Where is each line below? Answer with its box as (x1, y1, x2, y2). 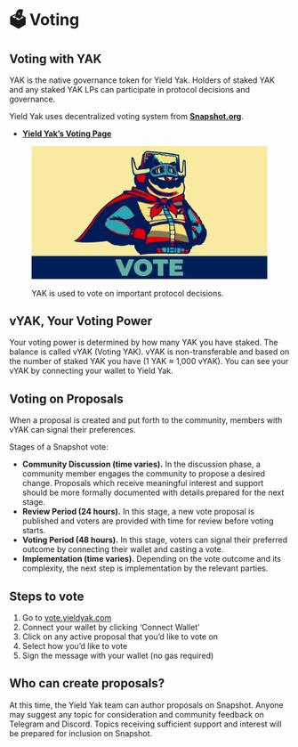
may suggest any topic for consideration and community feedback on (9, 709, 265, 719)
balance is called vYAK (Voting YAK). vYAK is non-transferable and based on (9, 346, 290, 357)
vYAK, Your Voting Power (9, 313, 153, 329)
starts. (21, 525, 46, 536)
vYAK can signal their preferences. (9, 425, 136, 435)
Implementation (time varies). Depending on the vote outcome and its (21, 554, 282, 564)
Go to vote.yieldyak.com (21, 612, 112, 622)
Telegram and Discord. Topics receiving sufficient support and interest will (9, 719, 282, 729)
